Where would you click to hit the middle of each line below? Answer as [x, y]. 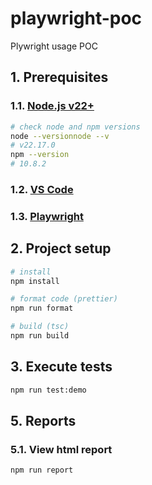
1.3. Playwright [47, 216]
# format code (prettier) [64, 299]
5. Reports [43, 420]
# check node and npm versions [75, 127]
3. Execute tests [61, 367]
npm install [35, 281]
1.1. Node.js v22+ [52, 106]
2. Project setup [61, 248]
